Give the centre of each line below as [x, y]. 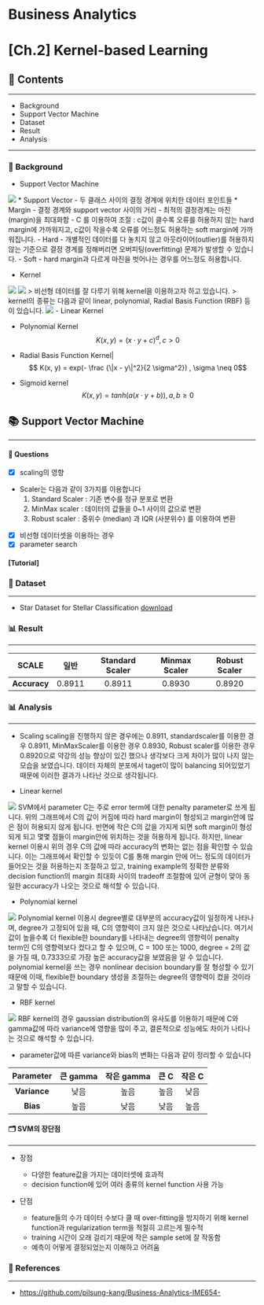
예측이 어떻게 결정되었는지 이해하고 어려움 [95, 1248]
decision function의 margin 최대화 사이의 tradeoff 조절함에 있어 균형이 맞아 [125, 876]
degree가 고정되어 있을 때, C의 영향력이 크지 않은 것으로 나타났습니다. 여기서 [136, 927]
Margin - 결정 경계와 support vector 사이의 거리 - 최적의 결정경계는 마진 [119, 210]
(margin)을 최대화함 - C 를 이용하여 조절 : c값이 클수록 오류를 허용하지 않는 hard [131, 220]
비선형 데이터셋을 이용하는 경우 [67, 536]
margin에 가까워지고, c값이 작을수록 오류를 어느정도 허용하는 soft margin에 [123, 230]
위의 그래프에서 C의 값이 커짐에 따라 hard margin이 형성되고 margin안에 [135, 817]
